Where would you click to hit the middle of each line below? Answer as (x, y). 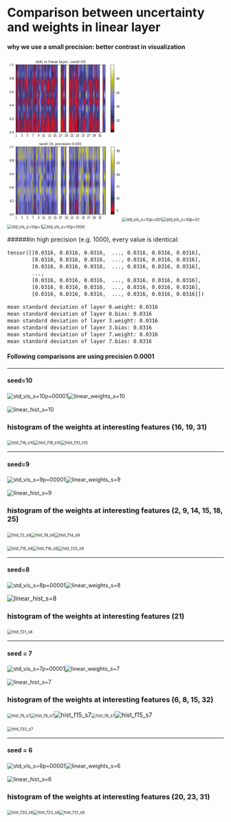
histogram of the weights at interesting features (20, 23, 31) (109, 797)
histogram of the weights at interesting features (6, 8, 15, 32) (110, 700)
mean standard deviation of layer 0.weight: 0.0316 (82, 307)
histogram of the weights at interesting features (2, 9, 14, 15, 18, (115, 510)
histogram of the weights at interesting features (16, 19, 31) (107, 426)
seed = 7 (20, 653)
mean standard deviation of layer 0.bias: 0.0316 (80, 314)
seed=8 (18, 570)
